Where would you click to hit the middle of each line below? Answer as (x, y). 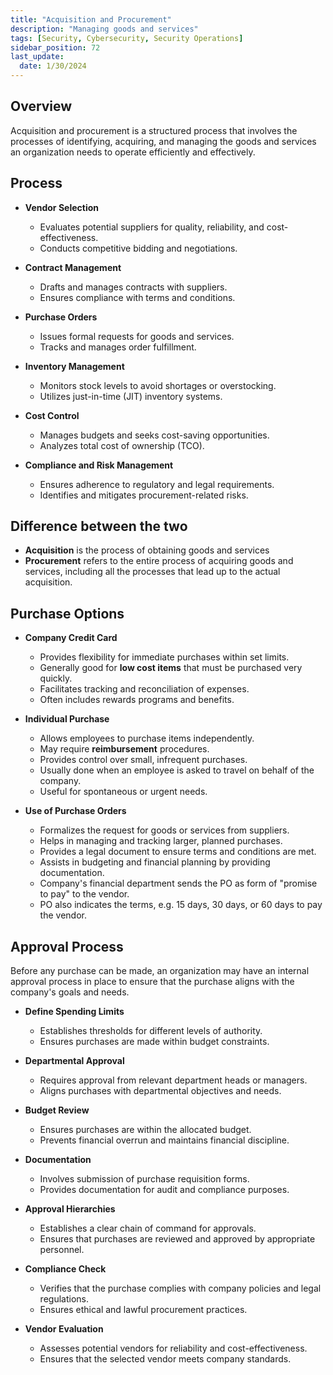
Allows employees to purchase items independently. (147, 738)
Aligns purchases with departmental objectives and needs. (160, 1091)
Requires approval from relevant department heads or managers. (173, 1080)
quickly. (56, 678)
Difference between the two (99, 526)
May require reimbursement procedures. (124, 749)
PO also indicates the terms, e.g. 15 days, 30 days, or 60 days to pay (181, 905)
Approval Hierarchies (70, 1209)
